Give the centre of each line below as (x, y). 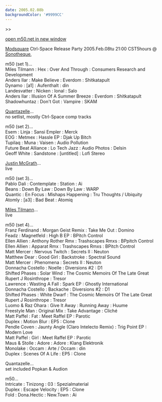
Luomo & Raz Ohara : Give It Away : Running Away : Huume (67, 305)
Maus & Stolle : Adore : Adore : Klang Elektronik (54, 343)
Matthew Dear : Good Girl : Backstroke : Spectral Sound (63, 257)
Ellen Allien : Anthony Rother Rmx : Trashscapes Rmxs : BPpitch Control (79, 241)
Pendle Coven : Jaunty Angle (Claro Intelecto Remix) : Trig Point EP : (76, 327)
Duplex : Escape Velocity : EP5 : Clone (45, 389)
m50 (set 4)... (19, 225)
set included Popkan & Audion (36, 369)
